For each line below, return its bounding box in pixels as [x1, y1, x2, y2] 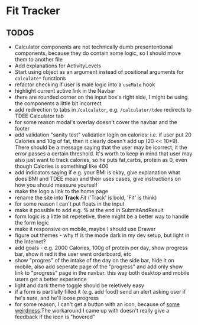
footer [14, 125, 30, 132]
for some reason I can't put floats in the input [14, 200, 125, 207]
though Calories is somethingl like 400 [14, 162, 109, 170]
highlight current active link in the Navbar [14, 87, 115, 94]
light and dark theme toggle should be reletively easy [14, 282, 145, 289]
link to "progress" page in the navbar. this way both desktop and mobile [14, 269, 190, 276]
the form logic [14, 219, 49, 226]
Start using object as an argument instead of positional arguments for [14, 69, 184, 75]
